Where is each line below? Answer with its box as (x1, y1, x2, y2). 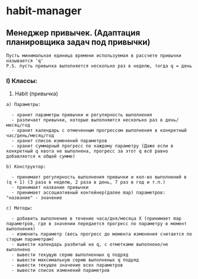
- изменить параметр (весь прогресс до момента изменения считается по (11, 231, 193, 238)
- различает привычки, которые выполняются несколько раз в (11, 117, 163, 123)
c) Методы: (6, 206, 33, 211)
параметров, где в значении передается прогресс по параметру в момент (6, 221, 187, 227)
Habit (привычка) (14, 90, 58, 97)
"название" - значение (6, 195, 62, 201)
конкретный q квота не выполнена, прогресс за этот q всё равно (6, 148, 168, 155)
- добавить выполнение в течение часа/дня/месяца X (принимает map (11, 216, 182, 222)
